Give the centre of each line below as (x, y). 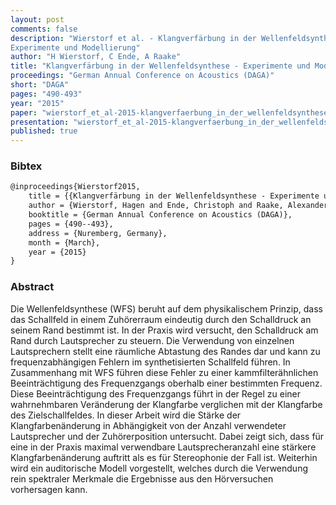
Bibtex (26, 166)
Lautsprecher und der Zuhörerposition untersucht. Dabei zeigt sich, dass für (167, 436)
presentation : (40, 122)
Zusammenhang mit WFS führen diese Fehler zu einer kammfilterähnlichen (164, 372)
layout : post (37, 19)
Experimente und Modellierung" (75, 47)
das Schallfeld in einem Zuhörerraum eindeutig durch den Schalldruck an (161, 319)
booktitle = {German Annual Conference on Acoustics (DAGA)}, (160, 215)
